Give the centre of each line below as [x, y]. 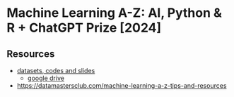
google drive [46, 78]
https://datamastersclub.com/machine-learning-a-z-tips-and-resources [122, 85]
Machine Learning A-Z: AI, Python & [114, 13]
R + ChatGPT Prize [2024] [84, 28]
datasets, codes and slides [56, 71]
